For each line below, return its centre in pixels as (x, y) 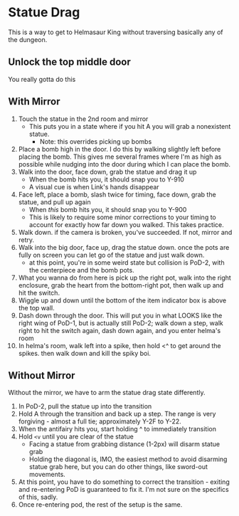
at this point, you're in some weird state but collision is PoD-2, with (127, 262)
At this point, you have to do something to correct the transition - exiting (124, 482)
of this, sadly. (38, 497)
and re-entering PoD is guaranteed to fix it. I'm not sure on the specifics (124, 490)
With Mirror (34, 101)
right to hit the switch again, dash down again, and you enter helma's (119, 330)
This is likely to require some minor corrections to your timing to (122, 217)
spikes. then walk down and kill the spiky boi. (85, 353)
